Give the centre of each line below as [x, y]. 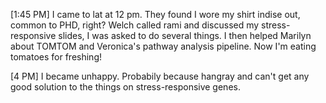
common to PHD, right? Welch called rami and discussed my [135, 25]
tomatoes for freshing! [56, 57]
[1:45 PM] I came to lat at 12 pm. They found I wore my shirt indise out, [155, 14]
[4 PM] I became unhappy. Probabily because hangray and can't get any [160, 76]
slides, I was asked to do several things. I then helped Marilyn [185, 35]
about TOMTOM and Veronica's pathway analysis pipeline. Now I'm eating [163, 46]
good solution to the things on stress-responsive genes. [125, 87]
